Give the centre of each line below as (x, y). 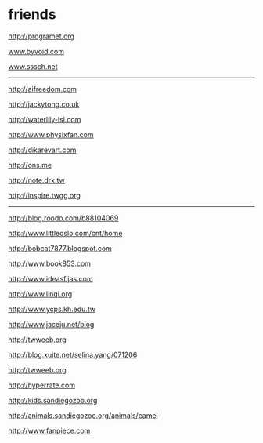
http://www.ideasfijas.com (50, 278)
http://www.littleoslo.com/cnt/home (65, 233)
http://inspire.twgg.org (44, 195)
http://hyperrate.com (42, 385)
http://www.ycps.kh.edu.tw (52, 309)
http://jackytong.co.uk (44, 104)
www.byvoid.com (36, 51)
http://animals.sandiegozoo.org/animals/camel (83, 415)
